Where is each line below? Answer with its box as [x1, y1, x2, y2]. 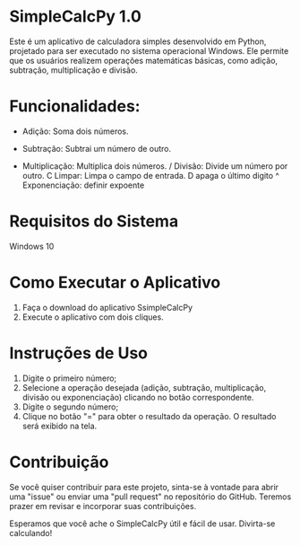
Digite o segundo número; [21, 401, 119, 412]
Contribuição [9, 452, 109, 472]
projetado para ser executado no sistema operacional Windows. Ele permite [9, 45, 289, 56]
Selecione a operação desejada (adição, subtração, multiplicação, [21, 382, 267, 392]
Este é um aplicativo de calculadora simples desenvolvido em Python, [9, 36, 267, 47]
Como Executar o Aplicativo [9, 272, 221, 293]
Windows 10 [9, 241, 55, 251]
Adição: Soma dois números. [21, 126, 129, 136]
